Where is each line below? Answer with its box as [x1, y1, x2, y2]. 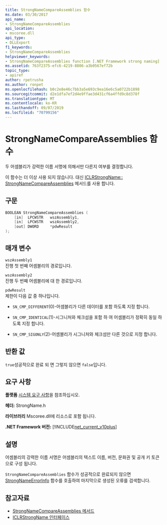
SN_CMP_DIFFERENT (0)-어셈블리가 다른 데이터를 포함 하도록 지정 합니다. [12, 303, 150, 309]
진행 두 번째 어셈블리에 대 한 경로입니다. [5, 277, 82, 284]
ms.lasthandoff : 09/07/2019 [5, 106, 64, 111]
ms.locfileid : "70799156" [5, 110, 59, 116]
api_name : [5, 17, 26, 22]
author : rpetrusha [5, 77, 43, 82]
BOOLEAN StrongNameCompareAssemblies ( [5, 210, 88, 215]
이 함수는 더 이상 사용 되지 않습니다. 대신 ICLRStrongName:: [5, 174, 123, 180]
